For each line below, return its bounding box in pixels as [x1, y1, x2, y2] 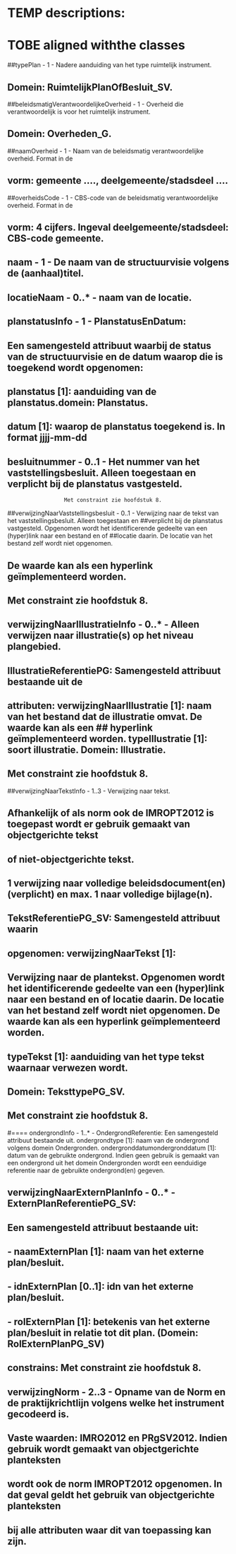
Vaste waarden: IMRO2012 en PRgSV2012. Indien [7, 1432, 228, 1444]
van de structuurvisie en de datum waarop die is [7, 351, 223, 363]
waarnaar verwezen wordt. [7, 1061, 128, 1073]
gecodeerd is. [7, 1408, 69, 1420]
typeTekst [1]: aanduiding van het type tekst [7, 1051, 204, 1063]
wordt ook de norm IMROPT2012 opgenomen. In [7, 1478, 223, 1490]
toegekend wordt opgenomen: [7, 362, 144, 374]
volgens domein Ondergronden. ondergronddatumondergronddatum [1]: [7, 1143, 217, 1152]
